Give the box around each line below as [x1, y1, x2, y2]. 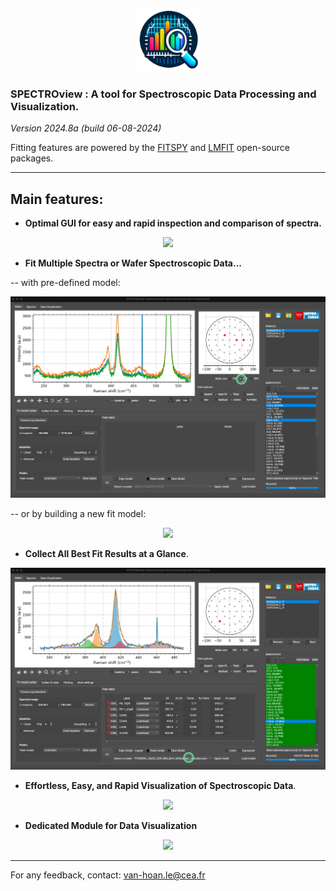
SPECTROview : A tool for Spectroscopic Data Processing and [10, 87, 317, 101]
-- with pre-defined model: [10, 277, 121, 289]
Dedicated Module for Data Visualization [24, 819, 198, 831]
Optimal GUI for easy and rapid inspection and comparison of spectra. [24, 217, 322, 229]
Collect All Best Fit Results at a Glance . [24, 548, 189, 560]
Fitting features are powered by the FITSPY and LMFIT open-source [10, 142, 290, 154]
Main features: [10, 190, 104, 208]
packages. [10, 152, 54, 164]
